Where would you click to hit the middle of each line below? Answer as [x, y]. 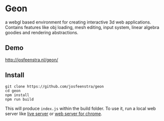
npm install [17, 95]
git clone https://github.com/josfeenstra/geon [55, 86]
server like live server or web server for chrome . [54, 114]
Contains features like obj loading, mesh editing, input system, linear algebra [82, 27]
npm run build [20, 99]
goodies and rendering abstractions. [42, 32]
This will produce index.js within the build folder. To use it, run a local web [81, 108]
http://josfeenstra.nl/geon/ [32, 60]
